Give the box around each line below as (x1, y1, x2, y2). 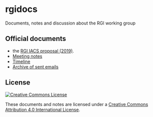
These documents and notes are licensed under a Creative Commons (5, 101, 148, 107)
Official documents (5, 34, 66, 43)
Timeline (12, 58, 30, 64)
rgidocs (5, 3, 37, 15)
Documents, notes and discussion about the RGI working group (5, 20, 136, 26)
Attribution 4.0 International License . (5, 106, 80, 112)
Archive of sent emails (12, 63, 59, 69)
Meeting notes (12, 53, 42, 59)
